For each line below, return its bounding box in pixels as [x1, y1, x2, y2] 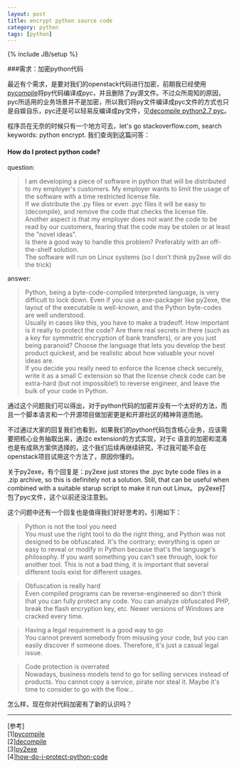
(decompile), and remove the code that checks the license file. [24, 208, 208, 216]
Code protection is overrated [24, 662, 110, 671]
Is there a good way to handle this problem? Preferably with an [24, 238, 208, 246]
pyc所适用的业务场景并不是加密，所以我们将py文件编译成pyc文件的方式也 [7, 98, 223, 106]
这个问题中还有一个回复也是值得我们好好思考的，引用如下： [7, 508, 182, 517]
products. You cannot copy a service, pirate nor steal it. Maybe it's [24, 677, 220, 686]
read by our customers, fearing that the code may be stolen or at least [24, 223, 230, 231]
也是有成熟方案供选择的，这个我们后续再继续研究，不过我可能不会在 [7, 443, 207, 452]
